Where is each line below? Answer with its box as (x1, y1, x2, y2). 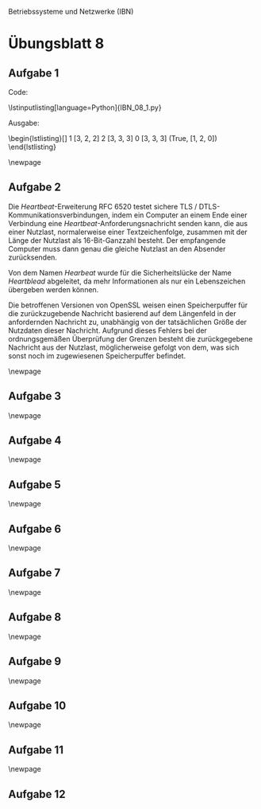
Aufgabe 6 (8, 522, 62, 536)
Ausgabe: (8, 119, 40, 127)
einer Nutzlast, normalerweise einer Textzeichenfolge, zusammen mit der (8, 227, 248, 236)
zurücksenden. (8, 252, 58, 262)
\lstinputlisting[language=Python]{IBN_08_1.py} (8, 103, 162, 112)
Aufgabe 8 (8, 611, 62, 624)
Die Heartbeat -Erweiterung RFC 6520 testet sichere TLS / (8, 201, 198, 211)
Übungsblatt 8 (8, 35, 105, 53)
